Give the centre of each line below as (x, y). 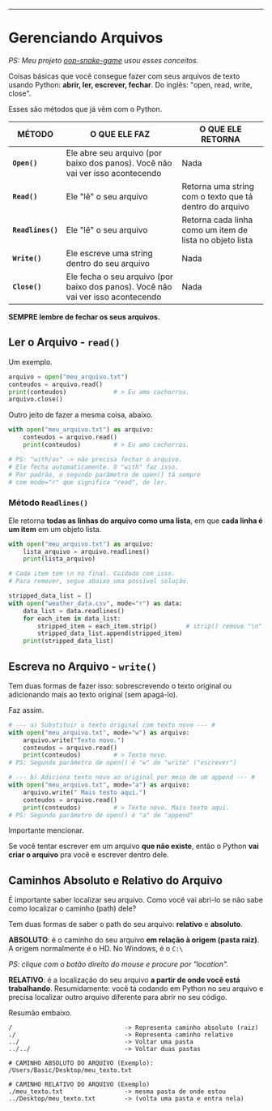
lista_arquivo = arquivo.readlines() (87, 551)
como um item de (215, 229)
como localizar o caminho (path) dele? (72, 908)
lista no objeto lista (217, 240)
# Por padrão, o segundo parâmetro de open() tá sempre (104, 474)
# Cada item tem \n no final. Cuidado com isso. (92, 574)
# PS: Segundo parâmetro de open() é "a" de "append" (101, 815)
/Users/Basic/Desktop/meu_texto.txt (70, 1070)
